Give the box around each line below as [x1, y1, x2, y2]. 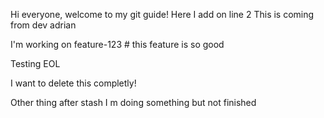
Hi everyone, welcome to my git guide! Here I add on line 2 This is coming [10, 9, 315, 20]
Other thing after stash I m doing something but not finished [10, 97, 257, 108]
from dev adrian [10, 19, 77, 31]
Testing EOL [10, 58, 61, 69]
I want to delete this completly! [10, 77, 137, 89]
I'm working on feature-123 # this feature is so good [10, 39, 225, 50]
